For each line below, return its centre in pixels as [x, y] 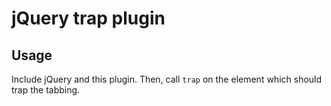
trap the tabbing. [46, 90]
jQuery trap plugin [88, 18]
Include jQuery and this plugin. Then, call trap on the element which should [167, 79]
